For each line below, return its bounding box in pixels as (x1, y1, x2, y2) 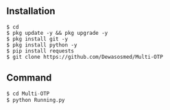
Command (6, 72, 52, 84)
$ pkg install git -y (6, 36, 69, 42)
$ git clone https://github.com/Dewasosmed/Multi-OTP (6, 53, 164, 60)
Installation (6, 5, 56, 17)
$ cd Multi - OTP (6, 90, 50, 97)
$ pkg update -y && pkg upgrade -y (6, 29, 108, 36)
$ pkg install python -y (6, 41, 77, 49)
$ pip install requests (6, 47, 75, 54)
